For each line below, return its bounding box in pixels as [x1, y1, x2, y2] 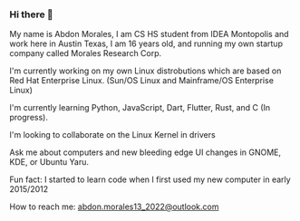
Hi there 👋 [9, 8, 54, 21]
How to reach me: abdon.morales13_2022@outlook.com [9, 201, 219, 212]
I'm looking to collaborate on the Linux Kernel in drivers [9, 130, 216, 140]
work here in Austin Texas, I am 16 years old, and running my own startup [9, 38, 284, 49]
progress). [9, 112, 48, 123]
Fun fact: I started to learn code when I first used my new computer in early [9, 174, 292, 185]
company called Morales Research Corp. [9, 48, 162, 59]
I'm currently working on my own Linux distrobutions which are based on [9, 65, 282, 76]
